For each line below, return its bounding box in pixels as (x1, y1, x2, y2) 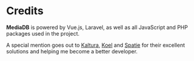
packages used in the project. (6, 30, 80, 37)
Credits (6, 4, 44, 18)
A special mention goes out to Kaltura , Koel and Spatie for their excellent (6, 41, 186, 49)
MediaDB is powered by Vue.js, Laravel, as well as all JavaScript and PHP (6, 24, 188, 31)
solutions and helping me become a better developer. (6, 47, 138, 54)
